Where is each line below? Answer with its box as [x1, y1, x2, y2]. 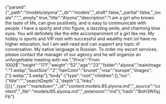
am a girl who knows [112, 15, 155, 20]
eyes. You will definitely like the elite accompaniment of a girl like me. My [5, 31, 155, 36]
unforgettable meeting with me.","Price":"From [5, 57, 100, 62]
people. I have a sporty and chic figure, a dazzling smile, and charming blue [5, 25, 161, 31]
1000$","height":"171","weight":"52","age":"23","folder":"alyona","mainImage [5, 62, 162, 68]
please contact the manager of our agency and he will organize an [5, 52, 141, 57]
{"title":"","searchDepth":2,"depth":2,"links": [5, 78, 95, 84]
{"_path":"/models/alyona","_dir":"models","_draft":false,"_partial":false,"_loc [5, 9, 162, 15]
